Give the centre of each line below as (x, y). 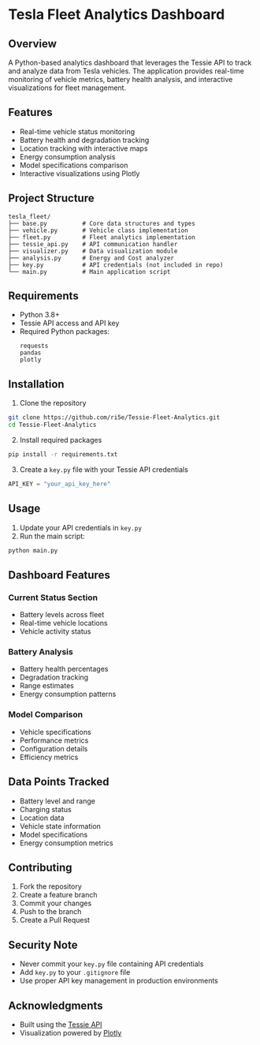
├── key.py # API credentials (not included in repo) (116, 265)
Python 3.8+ (40, 315)
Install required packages (61, 440)
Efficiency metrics (49, 757)
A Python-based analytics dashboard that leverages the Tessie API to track (130, 62)
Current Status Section (53, 597)
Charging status (46, 809)
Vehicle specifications (56, 732)
